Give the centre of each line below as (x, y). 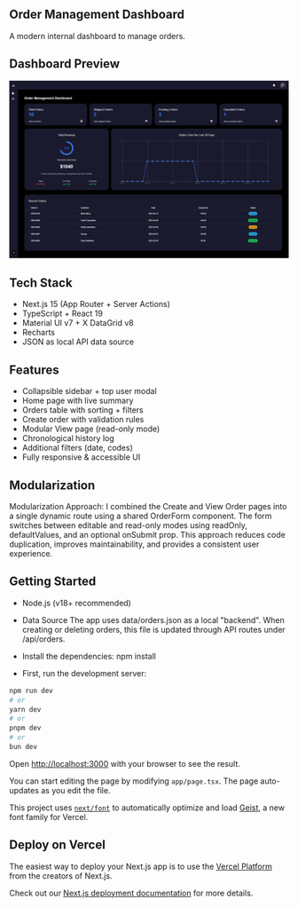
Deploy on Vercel (58, 845)
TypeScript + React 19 (63, 313)
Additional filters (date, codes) (77, 448)
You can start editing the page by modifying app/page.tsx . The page (134, 781)
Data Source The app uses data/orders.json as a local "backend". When (153, 619)
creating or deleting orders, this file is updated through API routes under (153, 629)
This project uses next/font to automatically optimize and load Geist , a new (147, 808)
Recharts (39, 333)
